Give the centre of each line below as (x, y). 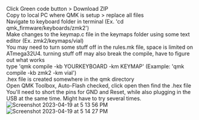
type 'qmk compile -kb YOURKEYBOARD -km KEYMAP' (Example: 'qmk (95, 66)
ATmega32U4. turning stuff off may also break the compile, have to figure (98, 53)
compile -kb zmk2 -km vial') (41, 73)
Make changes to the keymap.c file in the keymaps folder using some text (98, 34)
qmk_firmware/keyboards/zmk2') (48, 28)
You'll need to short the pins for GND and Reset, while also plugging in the (99, 92)
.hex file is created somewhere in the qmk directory (70, 79)
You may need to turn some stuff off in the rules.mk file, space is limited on (100, 47)
